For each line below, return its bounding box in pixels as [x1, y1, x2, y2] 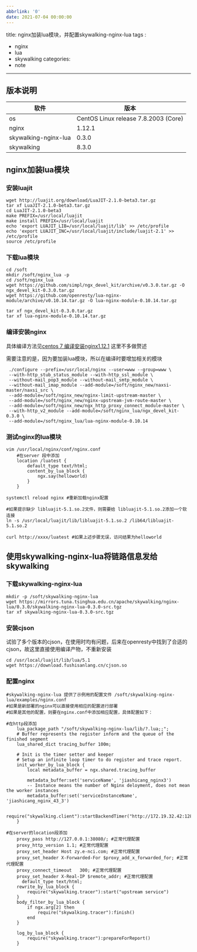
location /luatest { [16, 458, 67, 464]
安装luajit [6, 183, 33, 192]
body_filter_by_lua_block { [16, 900, 85, 906]
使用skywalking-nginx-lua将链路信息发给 [6, 552, 158, 562]
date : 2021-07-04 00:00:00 [6, 14, 72, 20]
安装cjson [6, 624, 35, 632]
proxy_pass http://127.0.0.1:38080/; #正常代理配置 [16, 836, 140, 842]
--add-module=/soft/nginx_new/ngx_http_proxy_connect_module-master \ [8, 403, 185, 408]
